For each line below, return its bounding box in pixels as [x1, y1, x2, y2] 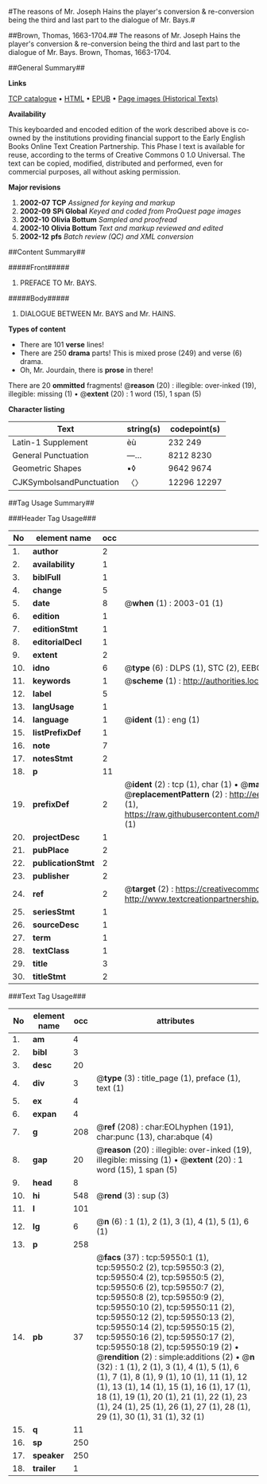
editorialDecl [33, 636, 82, 648]
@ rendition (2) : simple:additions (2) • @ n [96, 1352, 255, 1362]
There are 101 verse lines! [19, 340, 105, 349]
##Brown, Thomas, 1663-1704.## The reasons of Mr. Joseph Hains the [8, 31, 241, 40]
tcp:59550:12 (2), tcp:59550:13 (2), [96, 1312, 235, 1322]
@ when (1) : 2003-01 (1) [124, 597, 224, 609]
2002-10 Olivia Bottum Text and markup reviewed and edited [19, 223, 224, 233]
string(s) [126, 424, 161, 434]
